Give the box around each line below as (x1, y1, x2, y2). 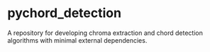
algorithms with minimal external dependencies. (7, 36, 148, 44)
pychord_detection (7, 5, 122, 21)
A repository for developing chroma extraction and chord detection (7, 28, 204, 37)
